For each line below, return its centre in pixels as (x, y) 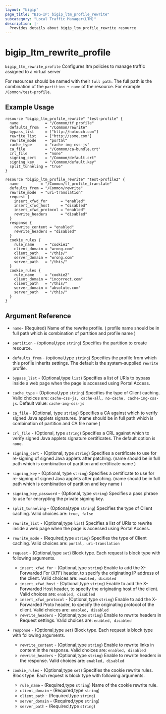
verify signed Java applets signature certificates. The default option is (84, 438)
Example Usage (30, 107)
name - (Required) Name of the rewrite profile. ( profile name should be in (86, 328)
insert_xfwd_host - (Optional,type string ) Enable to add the (81, 583)
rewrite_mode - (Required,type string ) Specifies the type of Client (80, 538)
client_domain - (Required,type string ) (60, 690)
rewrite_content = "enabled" (44, 227)
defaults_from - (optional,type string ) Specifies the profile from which (84, 358)
